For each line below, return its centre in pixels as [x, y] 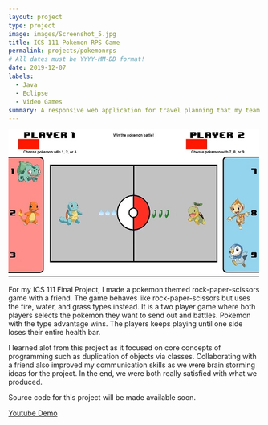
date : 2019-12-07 [37, 68]
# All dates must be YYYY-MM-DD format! [77, 59]
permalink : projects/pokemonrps [62, 51]
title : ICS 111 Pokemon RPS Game [64, 43]
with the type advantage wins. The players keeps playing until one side [126, 324]
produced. [25, 382]
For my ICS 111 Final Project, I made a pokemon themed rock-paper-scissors [134, 290]
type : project [32, 25]
